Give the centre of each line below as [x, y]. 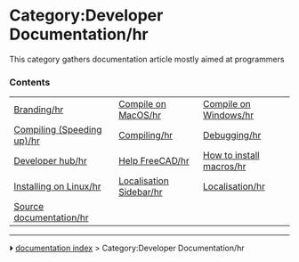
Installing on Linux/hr [57, 186]
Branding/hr [39, 110]
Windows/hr [229, 115]
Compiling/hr [146, 135]
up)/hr [27, 141]
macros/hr [225, 167]
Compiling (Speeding [58, 130]
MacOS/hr [140, 115]
